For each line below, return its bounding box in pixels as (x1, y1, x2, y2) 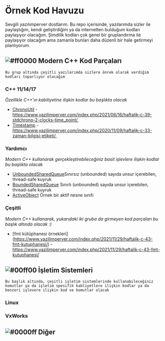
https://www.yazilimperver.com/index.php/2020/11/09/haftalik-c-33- (12, 128, 152, 134)
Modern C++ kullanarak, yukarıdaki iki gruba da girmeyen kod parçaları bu (5, 216, 159, 222)
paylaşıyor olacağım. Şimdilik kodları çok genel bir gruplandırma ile (5, 32, 141, 38)
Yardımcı (5, 145, 27, 152)
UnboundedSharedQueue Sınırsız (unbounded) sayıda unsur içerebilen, (12, 171, 157, 177)
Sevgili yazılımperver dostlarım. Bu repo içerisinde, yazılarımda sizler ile (5, 21, 151, 27)
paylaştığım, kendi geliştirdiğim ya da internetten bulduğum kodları (5, 26, 140, 32)
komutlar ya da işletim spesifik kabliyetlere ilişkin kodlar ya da (5, 284, 149, 289)
